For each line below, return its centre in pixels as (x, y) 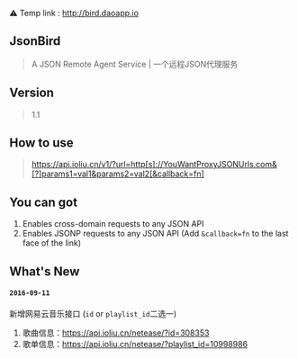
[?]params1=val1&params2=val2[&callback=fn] (117, 174)
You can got (44, 202)
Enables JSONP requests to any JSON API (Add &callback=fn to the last (155, 234)
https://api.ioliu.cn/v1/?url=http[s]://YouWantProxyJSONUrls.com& (154, 165)
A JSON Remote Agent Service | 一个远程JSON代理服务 (135, 64)
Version (32, 93)
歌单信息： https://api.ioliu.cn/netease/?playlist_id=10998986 (135, 344)
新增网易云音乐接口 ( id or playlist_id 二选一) (93, 313)
